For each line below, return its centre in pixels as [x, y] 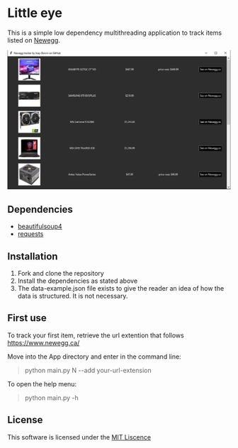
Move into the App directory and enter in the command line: [95, 357]
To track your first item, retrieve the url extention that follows [96, 335]
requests [30, 234]
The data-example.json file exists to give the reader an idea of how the [121, 289]
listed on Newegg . [34, 40]
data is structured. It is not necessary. [73, 296]
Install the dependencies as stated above [78, 281]
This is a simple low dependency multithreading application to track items [114, 33]
